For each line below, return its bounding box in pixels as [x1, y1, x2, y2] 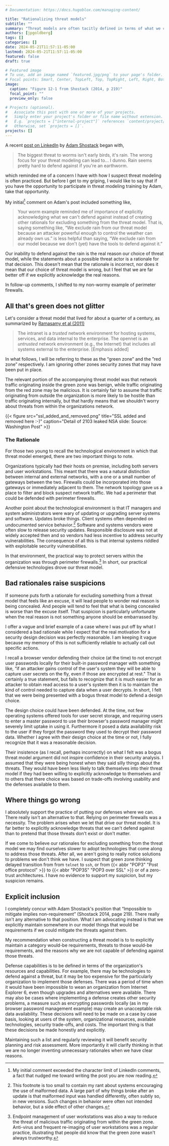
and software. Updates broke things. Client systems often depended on [5, 515, 153, 521]
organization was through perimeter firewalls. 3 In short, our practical [5, 558, 147, 565]
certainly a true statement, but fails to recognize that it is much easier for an [5, 676, 162, 682]
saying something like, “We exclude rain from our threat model [17, 225, 147, 231]
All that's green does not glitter [5, 302, 105, 310]
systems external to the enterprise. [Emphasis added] [17, 346, 129, 353]
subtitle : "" [5, 21, 33, 26]
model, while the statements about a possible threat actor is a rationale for [5, 256, 159, 262]
